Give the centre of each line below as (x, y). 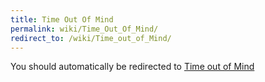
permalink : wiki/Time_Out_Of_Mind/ (84, 29)
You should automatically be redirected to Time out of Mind (132, 67)
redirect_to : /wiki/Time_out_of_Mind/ (91, 38)
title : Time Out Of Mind (62, 19)
